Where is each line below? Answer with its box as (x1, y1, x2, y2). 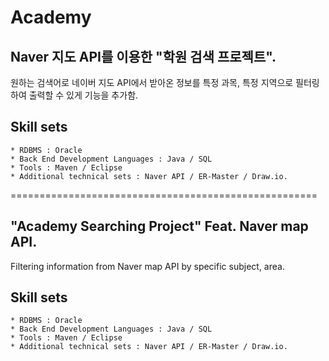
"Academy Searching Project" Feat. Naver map (10, 218, 309, 235)
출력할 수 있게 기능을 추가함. (28, 89, 139, 101)
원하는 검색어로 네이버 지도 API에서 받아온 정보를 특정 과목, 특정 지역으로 (10, 77, 294, 88)
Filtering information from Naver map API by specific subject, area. (10, 260, 285, 272)
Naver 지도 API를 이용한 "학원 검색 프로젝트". (10, 48, 277, 65)
